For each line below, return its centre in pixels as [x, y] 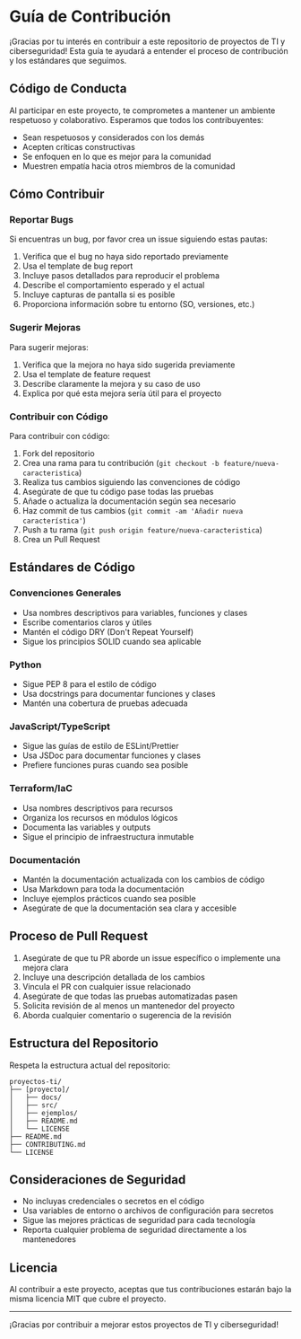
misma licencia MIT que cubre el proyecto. [88, 1299]
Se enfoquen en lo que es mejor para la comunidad [117, 156]
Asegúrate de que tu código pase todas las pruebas [118, 492]
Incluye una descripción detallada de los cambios [114, 977]
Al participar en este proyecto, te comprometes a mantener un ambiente [142, 110]
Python [26, 665]
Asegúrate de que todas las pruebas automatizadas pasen [130, 996]
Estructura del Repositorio [84, 1044]
